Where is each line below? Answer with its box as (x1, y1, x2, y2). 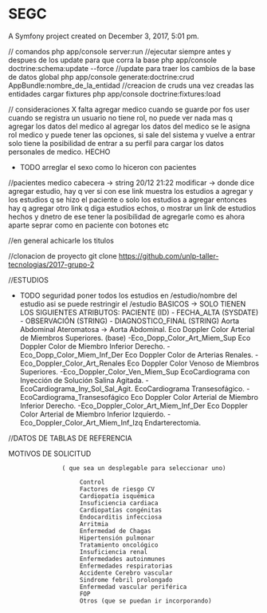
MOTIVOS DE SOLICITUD (8, 449, 92, 458)
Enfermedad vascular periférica (79, 583, 187, 591)
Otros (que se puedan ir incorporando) (79, 596, 213, 605)
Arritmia (79, 520, 109, 528)
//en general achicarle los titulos (8, 235, 114, 245)
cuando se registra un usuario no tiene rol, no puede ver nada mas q (8, 113, 234, 122)
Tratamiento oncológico (79, 540, 159, 549)
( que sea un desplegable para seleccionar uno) (61, 464, 226, 472)
